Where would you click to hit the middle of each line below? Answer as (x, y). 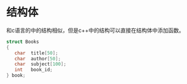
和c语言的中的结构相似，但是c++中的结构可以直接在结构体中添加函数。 (95, 30)
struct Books (23, 42)
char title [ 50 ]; (36, 53)
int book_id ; (33, 70)
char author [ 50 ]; (38, 59)
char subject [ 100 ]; (40, 64)
